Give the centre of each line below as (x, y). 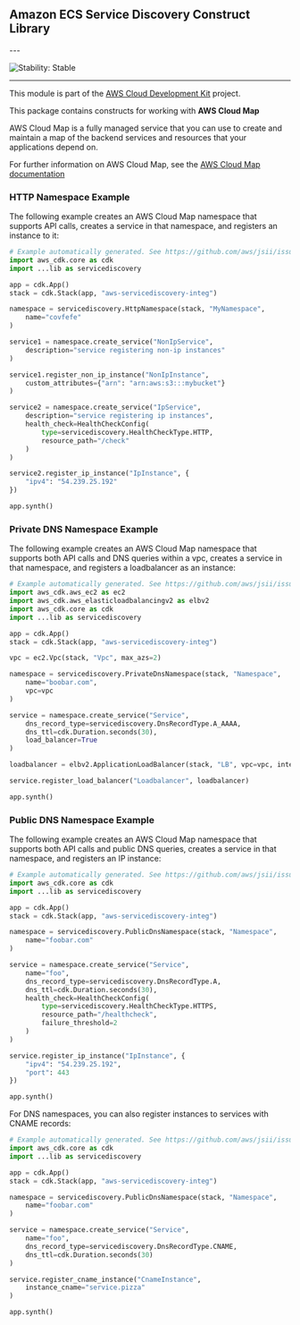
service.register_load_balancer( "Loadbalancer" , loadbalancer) (129, 781)
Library (30, 29)
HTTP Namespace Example (70, 197)
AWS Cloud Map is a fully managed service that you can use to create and (146, 128)
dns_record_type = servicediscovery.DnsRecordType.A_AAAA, (133, 724)
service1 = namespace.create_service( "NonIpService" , (112, 342)
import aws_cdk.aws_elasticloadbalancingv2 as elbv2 (109, 601)
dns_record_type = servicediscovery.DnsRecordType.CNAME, (132, 1246)
